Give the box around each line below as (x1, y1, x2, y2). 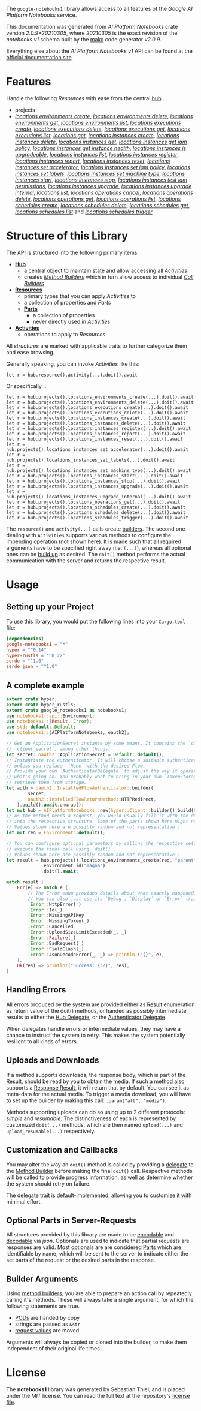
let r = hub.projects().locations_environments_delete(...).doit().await (6, 399, 194, 405)
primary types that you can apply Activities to (23, 292, 136, 299)
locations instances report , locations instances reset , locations (14, 157, 170, 164)
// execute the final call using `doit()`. (6, 846, 117, 852)
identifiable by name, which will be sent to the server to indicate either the (6, 1250, 188, 1257)
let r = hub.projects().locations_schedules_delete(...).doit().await (6, 509, 186, 515)
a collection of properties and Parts (23, 299, 111, 306)
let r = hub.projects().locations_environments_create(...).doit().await (6, 394, 194, 400)
